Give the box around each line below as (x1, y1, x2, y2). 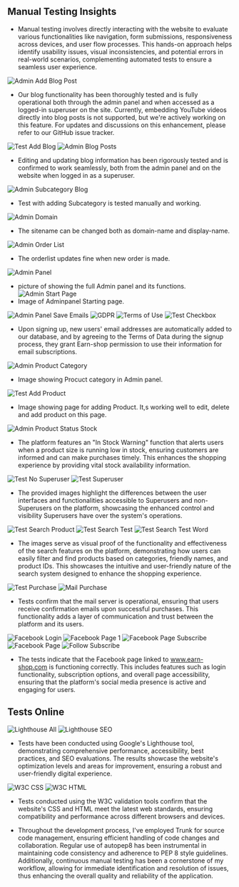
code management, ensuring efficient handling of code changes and (17, 833, 220, 842)
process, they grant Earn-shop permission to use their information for (17, 339, 223, 349)
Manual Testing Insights (7, 6, 117, 18)
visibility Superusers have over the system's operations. (17, 511, 183, 520)
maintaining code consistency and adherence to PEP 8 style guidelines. (17, 848, 228, 857)
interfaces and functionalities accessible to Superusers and (17, 496, 193, 504)
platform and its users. (17, 619, 84, 628)
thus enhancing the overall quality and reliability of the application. (17, 871, 213, 880)
